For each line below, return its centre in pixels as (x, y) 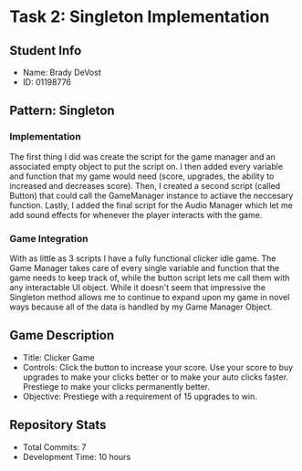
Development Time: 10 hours (77, 456)
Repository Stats (58, 425)
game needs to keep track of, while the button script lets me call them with (150, 277)
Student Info (46, 51)
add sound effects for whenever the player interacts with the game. (136, 215)
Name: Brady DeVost (62, 72)
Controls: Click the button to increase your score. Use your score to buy (158, 367)
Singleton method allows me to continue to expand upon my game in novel (150, 297)
